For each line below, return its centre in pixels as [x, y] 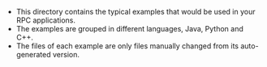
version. [66, 54]
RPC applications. [45, 20]
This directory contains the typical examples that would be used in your [136, 12]
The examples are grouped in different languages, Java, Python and [129, 29]
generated [33, 54]
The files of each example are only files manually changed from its [127, 46]
